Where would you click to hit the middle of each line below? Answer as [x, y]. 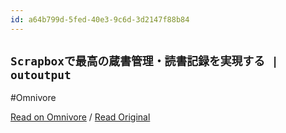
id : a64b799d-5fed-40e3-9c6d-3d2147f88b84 [100, 19]
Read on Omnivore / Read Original [80, 117]
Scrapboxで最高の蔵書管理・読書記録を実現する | [144, 61]
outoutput [41, 75]
